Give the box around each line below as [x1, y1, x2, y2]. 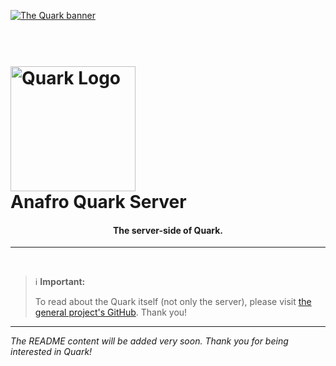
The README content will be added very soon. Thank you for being [10, 335, 289, 347]
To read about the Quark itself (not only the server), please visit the [34, 296, 312, 308]
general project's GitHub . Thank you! [34, 306, 188, 319]
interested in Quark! [10, 346, 93, 358]
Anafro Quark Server [10, 191, 187, 214]
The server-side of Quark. [112, 224, 224, 236]
